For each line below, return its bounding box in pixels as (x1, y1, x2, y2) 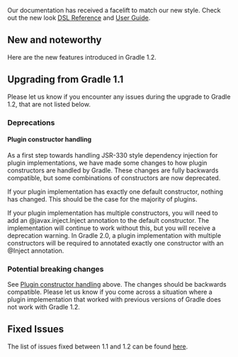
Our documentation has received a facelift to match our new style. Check (7, 6, 221, 14)
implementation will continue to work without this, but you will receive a (7, 224, 216, 232)
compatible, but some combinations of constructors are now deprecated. (7, 173, 221, 182)
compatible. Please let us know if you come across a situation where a (7, 287, 212, 297)
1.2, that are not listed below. (7, 99, 91, 109)
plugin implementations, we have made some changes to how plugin (7, 158, 208, 167)
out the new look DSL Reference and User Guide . (7, 13, 151, 22)
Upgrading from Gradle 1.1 (7, 74, 124, 86)
